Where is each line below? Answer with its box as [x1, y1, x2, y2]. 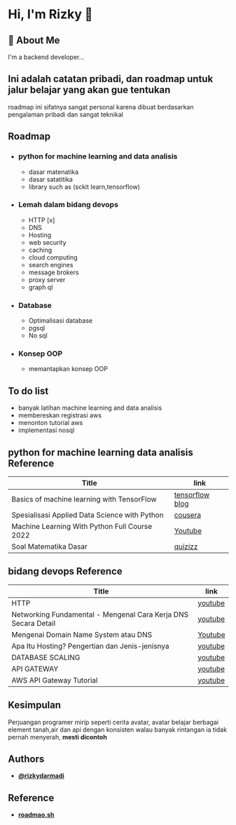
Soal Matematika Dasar [11, 542, 88, 551]
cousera [174, 510, 202, 520]
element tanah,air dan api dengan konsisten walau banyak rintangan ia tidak [8, 725, 227, 734]
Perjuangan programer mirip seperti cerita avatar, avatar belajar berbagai [8, 718, 219, 726]
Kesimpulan [8, 699, 62, 711]
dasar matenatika [28, 168, 79, 176]
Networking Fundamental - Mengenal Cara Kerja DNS [11, 610, 188, 619]
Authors [8, 753, 45, 765]
